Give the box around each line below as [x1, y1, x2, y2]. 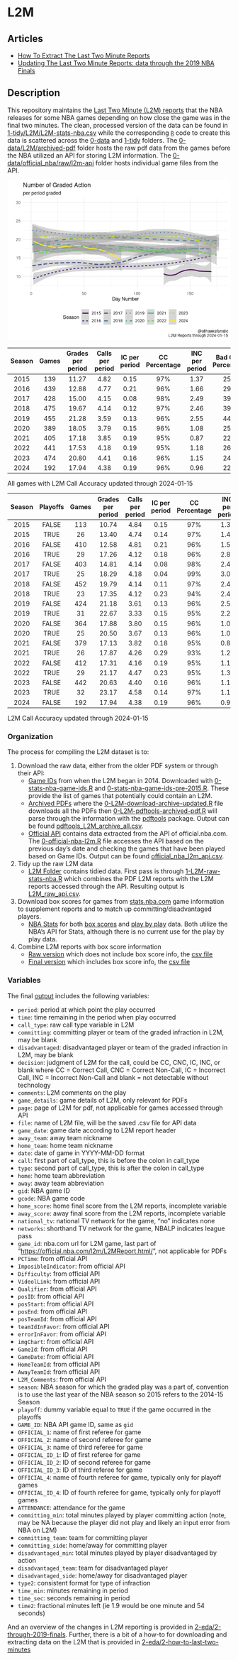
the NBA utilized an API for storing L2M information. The [7, 151, 171, 160]
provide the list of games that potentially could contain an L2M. [28, 792, 212, 800]
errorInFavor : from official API [17, 1329, 107, 1338]
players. [17, 912, 41, 921]
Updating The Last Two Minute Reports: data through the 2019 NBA [17, 59, 215, 67]
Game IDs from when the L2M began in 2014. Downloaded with [28, 777, 213, 785]
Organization [7, 731, 53, 741]
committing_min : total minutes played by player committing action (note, [17, 1510, 227, 1519]
